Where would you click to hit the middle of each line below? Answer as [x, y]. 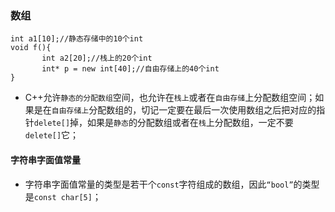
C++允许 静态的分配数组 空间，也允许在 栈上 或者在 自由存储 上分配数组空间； [170, 98]
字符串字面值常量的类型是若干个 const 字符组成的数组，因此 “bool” [159, 184]
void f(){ [31, 48]
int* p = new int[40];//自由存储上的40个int [130, 69]
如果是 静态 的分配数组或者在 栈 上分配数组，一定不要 [190, 123]
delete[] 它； [52, 135]
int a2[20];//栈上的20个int [97, 58]
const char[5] [63, 197]
